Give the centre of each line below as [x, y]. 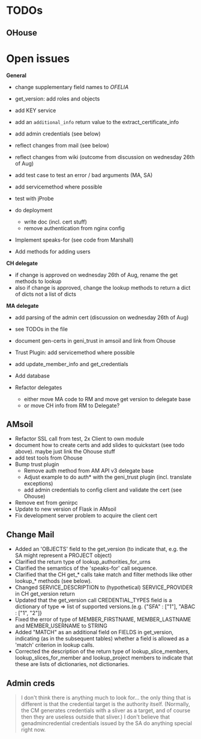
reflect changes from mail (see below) [62, 145]
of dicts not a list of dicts [46, 294]
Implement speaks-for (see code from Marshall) [74, 240]
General [16, 75]
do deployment [34, 210]
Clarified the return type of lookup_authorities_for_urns [83, 562]
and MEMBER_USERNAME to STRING [61, 626]
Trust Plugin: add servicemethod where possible [75, 352]
